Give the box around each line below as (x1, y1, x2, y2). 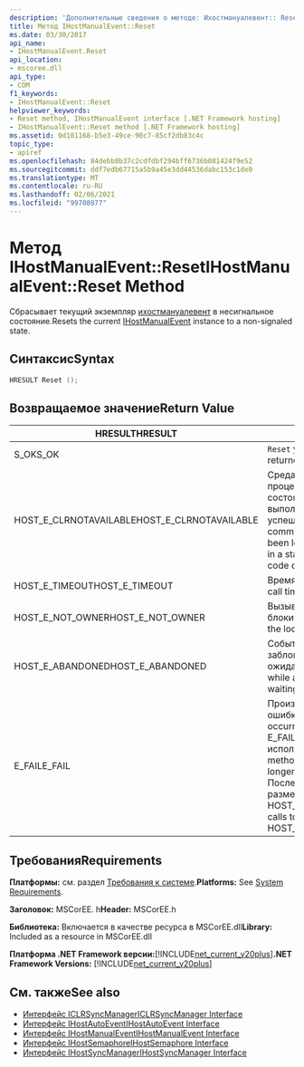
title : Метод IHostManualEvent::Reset (9, 22, 156, 31)
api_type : (9, 72, 47, 82)
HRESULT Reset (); (9, 375, 79, 385)
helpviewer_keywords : (9, 106, 91, 115)
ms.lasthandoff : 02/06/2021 (9, 190, 116, 199)
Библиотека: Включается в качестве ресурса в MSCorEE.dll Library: (9, 921, 273, 933)
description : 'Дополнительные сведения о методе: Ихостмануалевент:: (9, 13, 278, 23)
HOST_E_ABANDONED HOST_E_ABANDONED (14, 660, 207, 673)
